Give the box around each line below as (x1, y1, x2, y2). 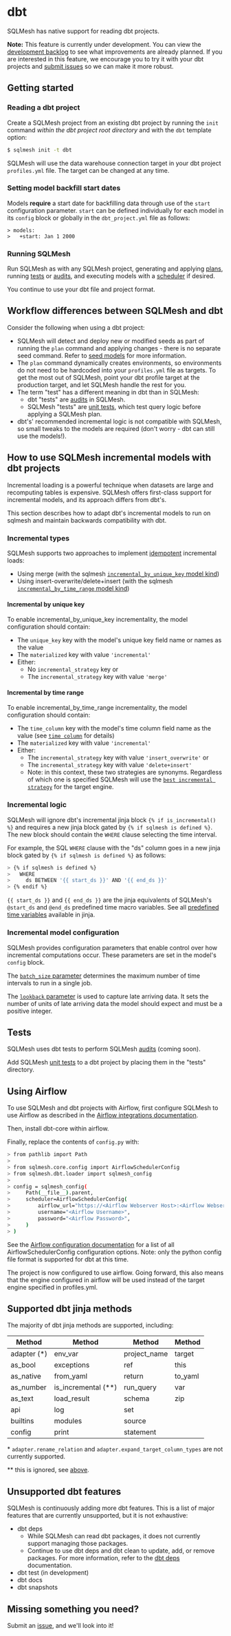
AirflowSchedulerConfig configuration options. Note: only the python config (7, 1248, 222, 1256)
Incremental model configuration (7, 927, 120, 937)
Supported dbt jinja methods (7, 1303, 133, 1314)
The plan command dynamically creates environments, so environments (16, 359, 222, 367)
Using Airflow (7, 1085, 67, 1097)
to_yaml (174, 1372, 199, 1381)
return (123, 1372, 144, 1381)
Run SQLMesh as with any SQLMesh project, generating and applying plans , (7, 264, 223, 273)
